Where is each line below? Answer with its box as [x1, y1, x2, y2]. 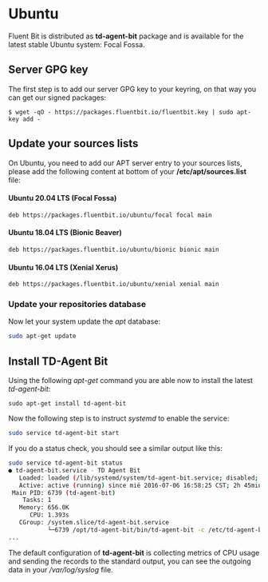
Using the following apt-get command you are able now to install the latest [8, 376, 254, 385]
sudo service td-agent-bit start [8, 429, 120, 437]
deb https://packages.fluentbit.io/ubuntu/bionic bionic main [8, 245, 219, 253]
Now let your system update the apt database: [8, 317, 161, 326]
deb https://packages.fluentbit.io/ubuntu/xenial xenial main [8, 281, 219, 289]
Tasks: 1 [22, 496, 52, 504]
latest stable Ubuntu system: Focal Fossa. [8, 39, 145, 49]
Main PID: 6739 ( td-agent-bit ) [11, 488, 116, 496]
